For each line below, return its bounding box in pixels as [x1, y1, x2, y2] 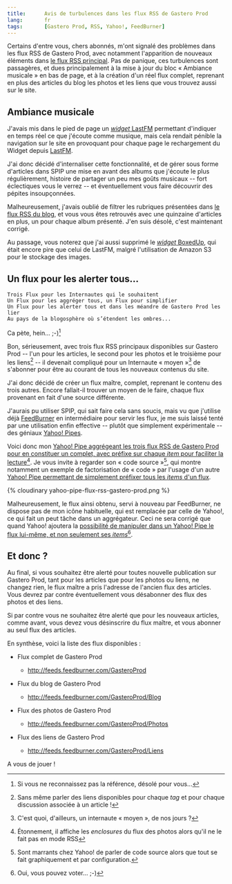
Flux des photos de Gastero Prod [17, 706, 112, 715]
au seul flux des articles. [7, 626, 77, 634]
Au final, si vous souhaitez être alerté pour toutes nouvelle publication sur [7, 569, 217, 577]
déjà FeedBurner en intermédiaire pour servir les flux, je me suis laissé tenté [7, 414, 224, 423]
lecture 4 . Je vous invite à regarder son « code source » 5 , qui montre [7, 457, 202, 466]
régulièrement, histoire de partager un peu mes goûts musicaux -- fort [7, 174, 207, 183]
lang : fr [7, 17, 51, 24]
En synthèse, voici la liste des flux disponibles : [7, 639, 142, 647]
